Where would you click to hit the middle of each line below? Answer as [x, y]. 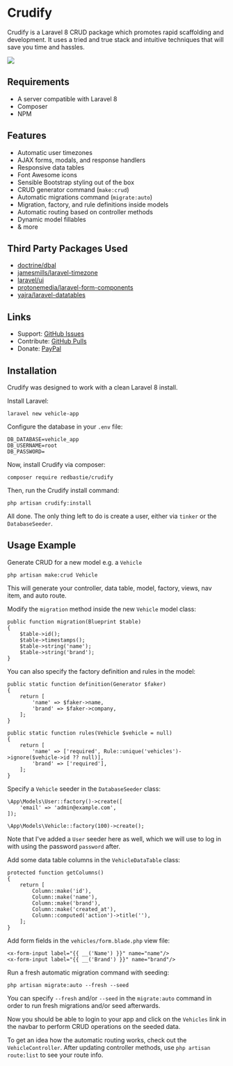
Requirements [38, 82]
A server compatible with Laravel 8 [67, 98]
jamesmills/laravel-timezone [58, 273]
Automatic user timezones [55, 152]
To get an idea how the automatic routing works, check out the [97, 1040]
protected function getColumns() [56, 873]
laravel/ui [30, 280]
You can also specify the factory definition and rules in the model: [102, 671]
